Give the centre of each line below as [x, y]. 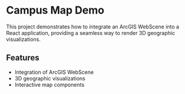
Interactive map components [49, 85]
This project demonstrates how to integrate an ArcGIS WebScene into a [93, 27]
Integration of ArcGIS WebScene [54, 72]
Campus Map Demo [55, 10]
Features [23, 58]
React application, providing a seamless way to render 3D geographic [91, 33]
